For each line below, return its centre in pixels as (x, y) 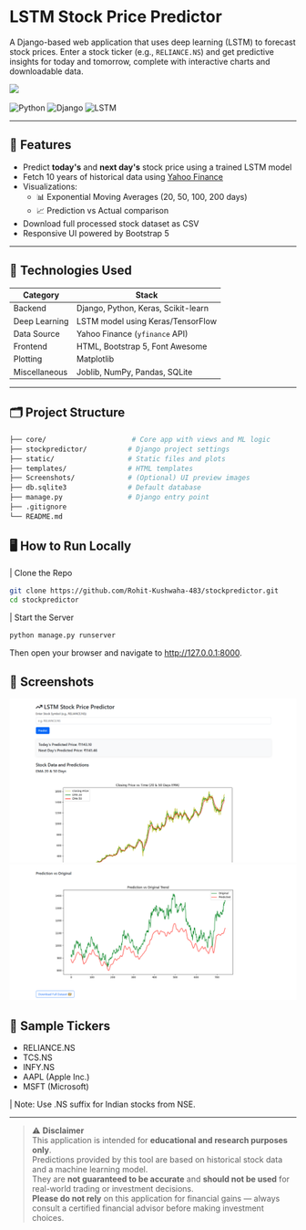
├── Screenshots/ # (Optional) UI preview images (130, 478)
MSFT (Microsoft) (56, 1086)
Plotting (28, 359)
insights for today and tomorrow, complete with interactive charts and (140, 61)
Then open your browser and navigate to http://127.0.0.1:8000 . (126, 653)
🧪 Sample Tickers (60, 1026)
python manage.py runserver (63, 636)
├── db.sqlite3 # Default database (106, 488)
